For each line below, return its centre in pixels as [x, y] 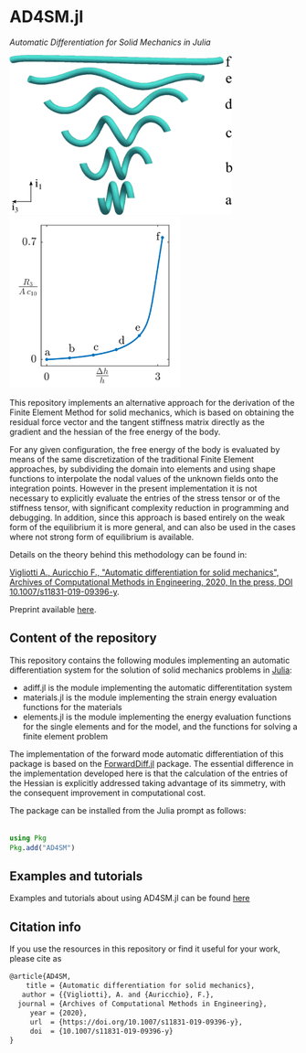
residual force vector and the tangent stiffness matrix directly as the [137, 421]
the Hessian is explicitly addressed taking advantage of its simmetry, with [148, 782]
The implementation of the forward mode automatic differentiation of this [147, 754]
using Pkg [28, 838]
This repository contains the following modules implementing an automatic [150, 660]
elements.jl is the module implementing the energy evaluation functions [157, 717]
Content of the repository [83, 638]
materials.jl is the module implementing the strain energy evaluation [150, 697]
